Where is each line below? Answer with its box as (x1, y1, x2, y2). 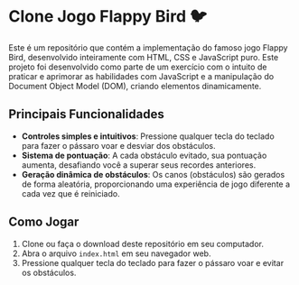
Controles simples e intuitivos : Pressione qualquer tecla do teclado (21, 131, 275, 142)
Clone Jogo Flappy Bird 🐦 (8, 6, 208, 27)
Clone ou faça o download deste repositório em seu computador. (21, 238, 264, 249)
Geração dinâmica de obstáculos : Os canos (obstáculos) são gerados (21, 169, 285, 179)
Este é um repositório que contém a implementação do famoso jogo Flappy (8, 41, 288, 53)
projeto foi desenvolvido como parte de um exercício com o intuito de (8, 61, 267, 72)
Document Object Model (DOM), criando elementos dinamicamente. (8, 80, 262, 91)
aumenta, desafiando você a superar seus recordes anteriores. (21, 159, 257, 170)
